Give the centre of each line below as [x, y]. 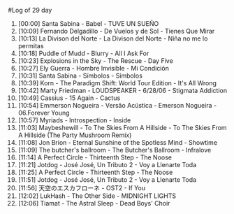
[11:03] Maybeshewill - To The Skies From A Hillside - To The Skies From [122, 128]
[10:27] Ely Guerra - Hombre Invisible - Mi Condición [94, 68]
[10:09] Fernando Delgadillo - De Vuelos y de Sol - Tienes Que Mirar [116, 31]
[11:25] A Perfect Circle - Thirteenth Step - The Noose [95, 172]
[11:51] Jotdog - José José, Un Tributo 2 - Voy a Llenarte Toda [107, 180]
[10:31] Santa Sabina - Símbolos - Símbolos [80, 76]
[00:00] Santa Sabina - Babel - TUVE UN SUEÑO [88, 23]
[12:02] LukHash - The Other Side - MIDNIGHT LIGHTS [97, 196]
